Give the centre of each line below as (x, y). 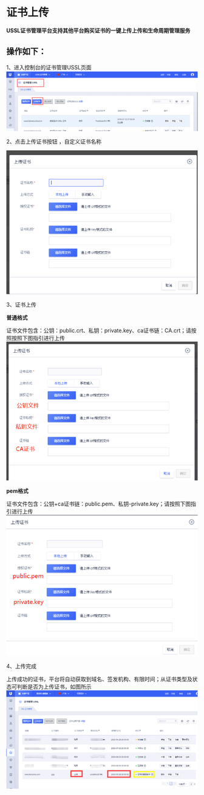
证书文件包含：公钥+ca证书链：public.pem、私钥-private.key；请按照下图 (99, 504)
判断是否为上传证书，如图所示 (54, 687)
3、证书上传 (21, 304)
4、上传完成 (22, 666)
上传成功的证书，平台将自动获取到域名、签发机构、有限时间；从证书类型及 (99, 679)
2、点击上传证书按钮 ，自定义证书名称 (54, 141)
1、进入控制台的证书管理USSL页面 (49, 67)
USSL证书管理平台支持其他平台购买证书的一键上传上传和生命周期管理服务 (98, 30)
